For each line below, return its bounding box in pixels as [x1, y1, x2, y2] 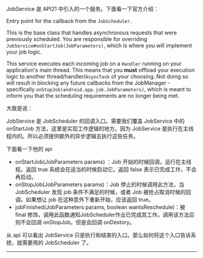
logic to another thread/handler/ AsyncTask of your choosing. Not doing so [6, 73, 188, 80]
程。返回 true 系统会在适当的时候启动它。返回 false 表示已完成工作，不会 [14, 166, 197, 173]
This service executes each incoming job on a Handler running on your [6, 60, 182, 67]
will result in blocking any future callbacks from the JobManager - [6, 79, 170, 86]
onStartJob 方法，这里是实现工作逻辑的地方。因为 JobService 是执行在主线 [6, 125, 195, 132]
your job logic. [6, 48, 42, 56]
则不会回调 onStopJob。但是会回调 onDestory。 [14, 219, 135, 225]
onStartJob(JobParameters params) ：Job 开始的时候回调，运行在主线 [14, 158, 192, 165]
